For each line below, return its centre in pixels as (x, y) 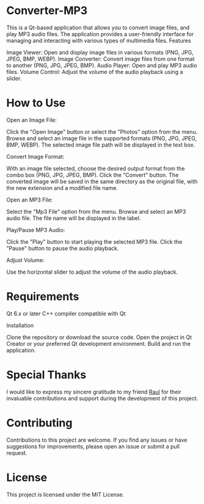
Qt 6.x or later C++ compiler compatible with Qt (66, 313)
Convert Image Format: (35, 156)
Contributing (39, 423)
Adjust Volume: (25, 260)
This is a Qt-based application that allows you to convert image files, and (98, 27)
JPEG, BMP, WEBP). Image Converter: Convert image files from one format (100, 59)
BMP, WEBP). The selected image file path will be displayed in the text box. (101, 145)
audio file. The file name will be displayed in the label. (74, 218)
